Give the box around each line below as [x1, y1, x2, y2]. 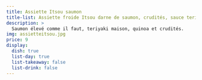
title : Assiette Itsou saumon [6, 8, 82, 15]
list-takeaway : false [11, 59, 66, 65]
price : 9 [6, 37, 28, 43]
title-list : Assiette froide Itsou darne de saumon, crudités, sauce [6, 14, 185, 20]
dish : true [11, 48, 39, 54]
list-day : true [11, 54, 50, 60]
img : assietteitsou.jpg [6, 31, 66, 37]
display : [6, 43, 28, 49]
